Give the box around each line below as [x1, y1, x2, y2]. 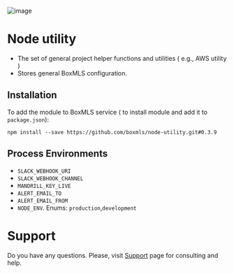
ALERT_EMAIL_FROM [17, 197, 68, 204]
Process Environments [7, 147, 108, 160]
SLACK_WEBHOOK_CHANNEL [17, 175, 84, 182]
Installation [7, 89, 57, 101]
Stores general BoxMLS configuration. [17, 68, 128, 77]
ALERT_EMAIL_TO [17, 189, 62, 197]
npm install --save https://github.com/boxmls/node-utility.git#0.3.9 [7, 129, 217, 136]
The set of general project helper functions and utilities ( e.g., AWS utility [17, 54, 227, 62]
